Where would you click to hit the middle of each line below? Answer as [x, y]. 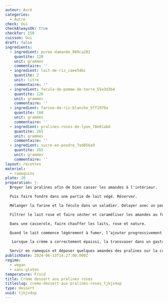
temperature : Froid [25, 274]
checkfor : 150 [20, 33]
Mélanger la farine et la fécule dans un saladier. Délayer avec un [82, 206]
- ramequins [22, 173]
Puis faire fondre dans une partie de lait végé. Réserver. [73, 196]
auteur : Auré [19, 10]
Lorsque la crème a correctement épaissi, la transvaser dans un [81, 242]
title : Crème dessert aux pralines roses [49, 279]
